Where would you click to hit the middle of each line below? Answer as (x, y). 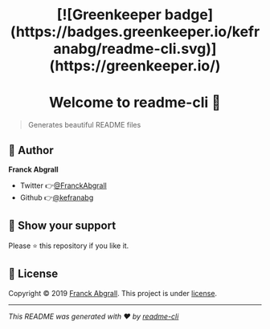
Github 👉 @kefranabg (57, 197)
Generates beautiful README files (84, 125)
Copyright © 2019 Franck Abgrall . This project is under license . (113, 293)
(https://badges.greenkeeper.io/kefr (135, 32)
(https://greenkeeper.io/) (135, 66)
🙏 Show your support (62, 226)
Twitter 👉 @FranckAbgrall (63, 185)
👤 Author (31, 150)
